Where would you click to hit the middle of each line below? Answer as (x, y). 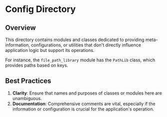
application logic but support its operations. (50, 50)
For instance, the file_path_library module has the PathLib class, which (80, 60)
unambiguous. (27, 98)
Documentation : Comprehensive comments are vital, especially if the (84, 103)
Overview (21, 28)
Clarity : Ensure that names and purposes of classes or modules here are (87, 93)
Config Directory (41, 9)
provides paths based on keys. (37, 65)
